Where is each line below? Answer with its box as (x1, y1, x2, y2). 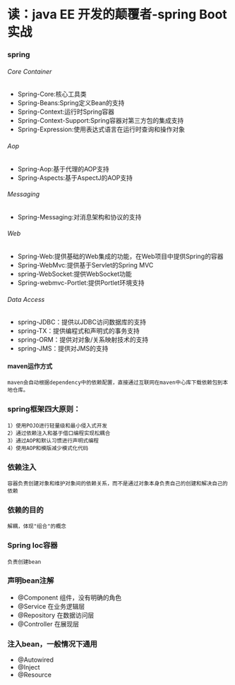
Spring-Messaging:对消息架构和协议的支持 (17, 212, 142, 221)
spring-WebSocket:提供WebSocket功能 (17, 269, 132, 278)
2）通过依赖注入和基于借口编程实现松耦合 (7, 430, 111, 437)
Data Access (7, 295, 45, 303)
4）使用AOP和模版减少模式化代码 (7, 444, 89, 451)
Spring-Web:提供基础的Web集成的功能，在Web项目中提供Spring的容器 (17, 252, 224, 260)
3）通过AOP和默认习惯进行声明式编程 (7, 437, 99, 444)
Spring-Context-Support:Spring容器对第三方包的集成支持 (17, 116, 184, 125)
